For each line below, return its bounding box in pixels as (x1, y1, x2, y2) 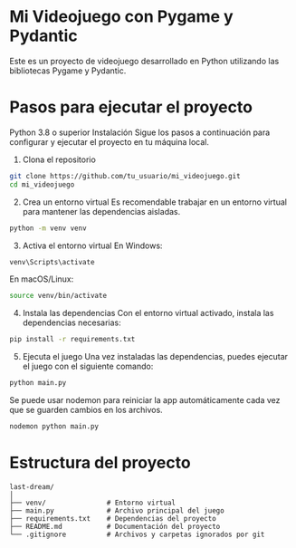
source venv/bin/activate (9, 292, 107, 301)
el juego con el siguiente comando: (22, 361, 154, 372)
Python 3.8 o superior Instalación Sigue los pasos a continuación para (9, 127, 271, 138)
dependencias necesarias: (22, 317, 122, 328)
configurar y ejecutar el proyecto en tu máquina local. (9, 136, 210, 147)
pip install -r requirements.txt (9, 335, 136, 344)
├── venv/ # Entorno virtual (9, 498, 177, 507)
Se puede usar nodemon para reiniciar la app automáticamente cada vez (9, 395, 281, 405)
